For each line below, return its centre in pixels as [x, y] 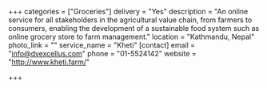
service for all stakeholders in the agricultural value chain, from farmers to [130, 20]
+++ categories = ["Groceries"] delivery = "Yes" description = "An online [128, 11]
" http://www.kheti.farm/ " [49, 62]
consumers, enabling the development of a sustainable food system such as [134, 28]
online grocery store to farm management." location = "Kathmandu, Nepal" [132, 36]
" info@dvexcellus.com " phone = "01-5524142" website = [103, 54]
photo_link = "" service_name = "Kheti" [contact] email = [102, 45]
